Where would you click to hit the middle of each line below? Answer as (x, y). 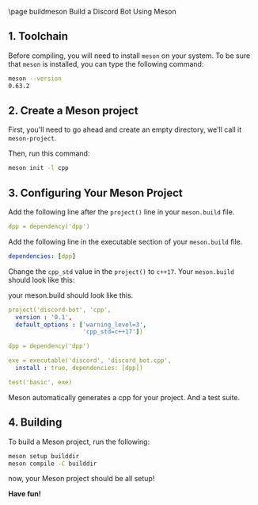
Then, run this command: (49, 153)
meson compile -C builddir (53, 464)
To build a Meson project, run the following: (79, 441)
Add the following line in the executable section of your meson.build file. (125, 241)
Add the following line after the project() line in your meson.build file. (121, 212)
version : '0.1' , (44, 317)
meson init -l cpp (38, 168)
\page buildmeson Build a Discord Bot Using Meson (92, 12)
